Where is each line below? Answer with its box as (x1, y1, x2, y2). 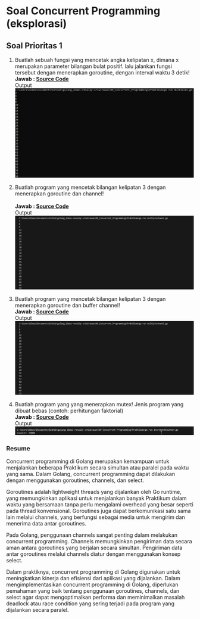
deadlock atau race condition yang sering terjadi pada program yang (6, 600, 174, 607)
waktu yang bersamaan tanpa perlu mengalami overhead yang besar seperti (6, 501, 193, 508)
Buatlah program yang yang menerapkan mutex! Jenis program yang (14, 400, 184, 408)
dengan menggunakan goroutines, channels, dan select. (6, 477, 145, 484)
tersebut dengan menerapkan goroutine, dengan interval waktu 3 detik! (14, 69, 190, 76)
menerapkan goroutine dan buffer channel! (14, 301, 120, 309)
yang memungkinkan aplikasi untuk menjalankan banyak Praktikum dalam (6, 494, 187, 502)
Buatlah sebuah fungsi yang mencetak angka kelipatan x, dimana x (14, 57, 179, 63)
